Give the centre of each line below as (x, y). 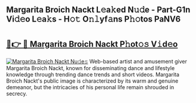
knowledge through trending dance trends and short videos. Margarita (93, 75)
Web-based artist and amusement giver (138, 61)
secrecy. (17, 93)
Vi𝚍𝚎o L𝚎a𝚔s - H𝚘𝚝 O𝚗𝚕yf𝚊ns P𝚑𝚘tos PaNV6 (94, 19)
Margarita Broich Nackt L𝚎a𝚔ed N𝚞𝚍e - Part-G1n (98, 10)
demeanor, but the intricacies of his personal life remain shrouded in (90, 87)
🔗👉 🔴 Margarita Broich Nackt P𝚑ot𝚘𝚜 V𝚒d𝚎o (92, 44)
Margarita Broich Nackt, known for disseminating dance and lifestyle (91, 68)
